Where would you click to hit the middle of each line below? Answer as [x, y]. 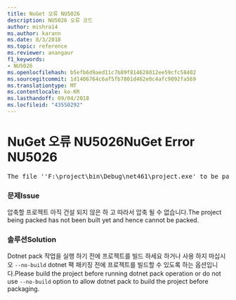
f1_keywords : [26, 60]
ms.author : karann [34, 33]
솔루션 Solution [32, 240]
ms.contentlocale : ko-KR [44, 92]
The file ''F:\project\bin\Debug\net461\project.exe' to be [113, 176]
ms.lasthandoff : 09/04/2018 [48, 99]
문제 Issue [24, 196]
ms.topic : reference [38, 46]
